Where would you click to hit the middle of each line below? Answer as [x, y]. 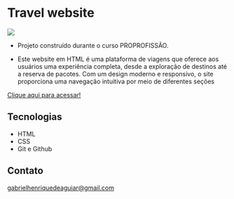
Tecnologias [35, 117]
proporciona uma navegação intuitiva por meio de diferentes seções [116, 81]
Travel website [51, 13]
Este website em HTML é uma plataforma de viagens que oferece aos [118, 59]
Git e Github [35, 149]
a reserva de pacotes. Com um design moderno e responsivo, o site [115, 74]
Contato [25, 171]
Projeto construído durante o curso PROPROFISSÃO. [93, 45]
